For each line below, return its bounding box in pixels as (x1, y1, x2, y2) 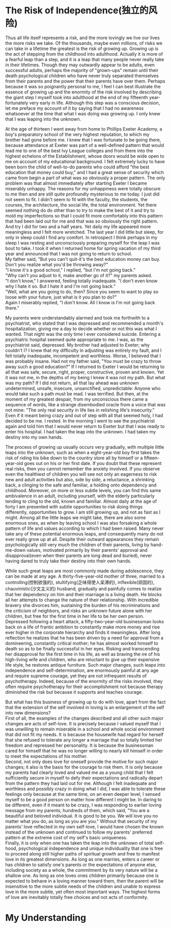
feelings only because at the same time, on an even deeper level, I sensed (5, 791, 161, 797)
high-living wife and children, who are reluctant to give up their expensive (5, 656, 160, 663)
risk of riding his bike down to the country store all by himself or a (5, 455, 143, 461)
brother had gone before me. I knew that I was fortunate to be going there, (5, 136, 161, 143)
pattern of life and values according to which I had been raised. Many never (5, 525, 164, 531)
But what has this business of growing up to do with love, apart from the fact (5, 699, 166, 705)
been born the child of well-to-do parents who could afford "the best (5, 164, 150, 170)
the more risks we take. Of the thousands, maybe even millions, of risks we (5, 40, 163, 46)
